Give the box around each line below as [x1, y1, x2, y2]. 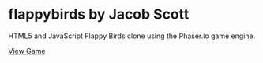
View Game [8, 46, 46, 55]
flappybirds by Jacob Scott [8, 5, 190, 23]
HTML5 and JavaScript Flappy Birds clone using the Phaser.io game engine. [8, 31, 256, 40]
